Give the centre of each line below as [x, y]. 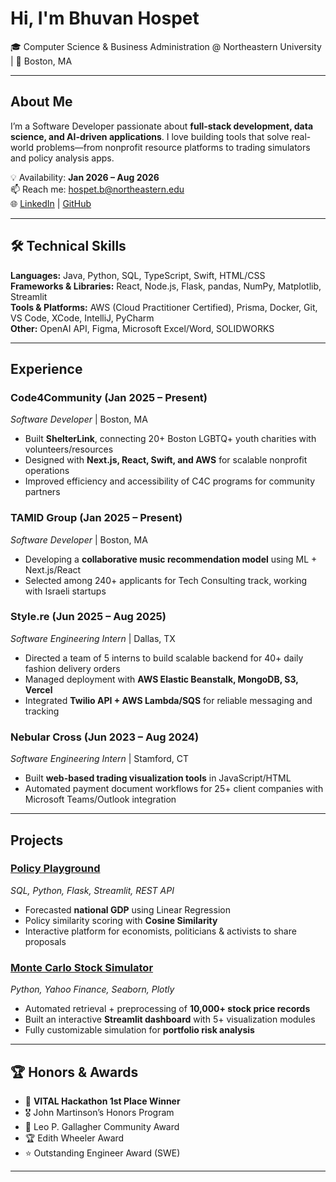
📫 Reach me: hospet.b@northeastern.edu [97, 189]
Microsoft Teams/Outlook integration [100, 799]
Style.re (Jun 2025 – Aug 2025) [88, 617]
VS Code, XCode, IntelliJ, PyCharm [82, 318]
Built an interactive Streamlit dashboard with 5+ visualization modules [170, 1019]
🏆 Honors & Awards [74, 1072]
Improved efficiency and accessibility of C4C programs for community [169, 481]
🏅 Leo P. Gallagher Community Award [102, 1126]
